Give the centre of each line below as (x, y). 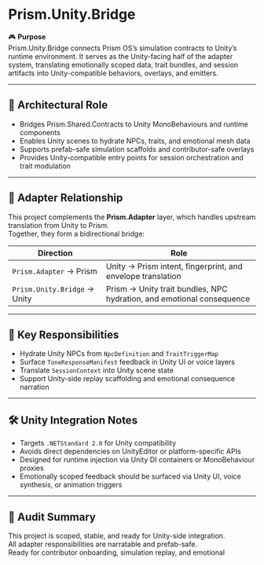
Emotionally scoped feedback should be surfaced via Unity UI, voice (130, 476)
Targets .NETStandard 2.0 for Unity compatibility (98, 443)
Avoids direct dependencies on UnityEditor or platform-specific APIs (130, 451)
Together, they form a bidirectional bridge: (77, 233)
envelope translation (143, 276)
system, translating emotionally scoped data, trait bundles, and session (123, 64)
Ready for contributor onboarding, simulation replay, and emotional (117, 552)
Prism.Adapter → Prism (55, 271)
